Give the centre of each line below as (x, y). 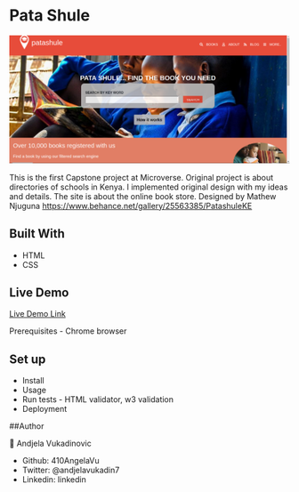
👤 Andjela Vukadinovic (50, 444)
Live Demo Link (38, 314)
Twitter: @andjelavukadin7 (71, 470)
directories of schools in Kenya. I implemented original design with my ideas (149, 187)
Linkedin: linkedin (54, 480)
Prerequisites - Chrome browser (68, 331)
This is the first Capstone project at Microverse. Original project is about (141, 177)
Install (33, 381)
